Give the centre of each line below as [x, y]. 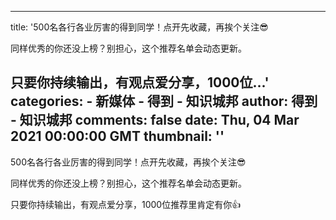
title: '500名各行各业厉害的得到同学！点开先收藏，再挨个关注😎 [139, 27]
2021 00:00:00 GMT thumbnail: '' [117, 136]
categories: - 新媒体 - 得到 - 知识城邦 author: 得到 [164, 101]
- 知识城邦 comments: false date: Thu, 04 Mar [155, 120]
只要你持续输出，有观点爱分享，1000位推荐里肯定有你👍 [126, 204]
